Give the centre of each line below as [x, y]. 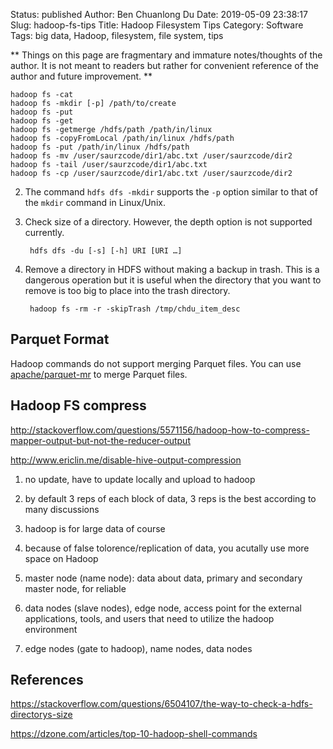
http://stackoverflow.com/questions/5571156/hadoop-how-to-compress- [160, 430]
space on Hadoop [61, 558]
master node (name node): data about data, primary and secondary [163, 578]
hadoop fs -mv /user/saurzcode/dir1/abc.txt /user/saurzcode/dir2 [151, 156]
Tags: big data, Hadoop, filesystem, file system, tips [117, 35]
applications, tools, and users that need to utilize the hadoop [149, 618]
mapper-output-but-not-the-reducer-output [100, 440]
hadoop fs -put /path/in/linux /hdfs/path [100, 147]
